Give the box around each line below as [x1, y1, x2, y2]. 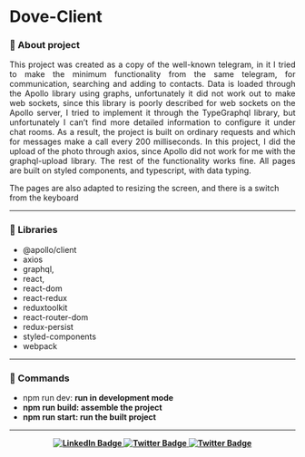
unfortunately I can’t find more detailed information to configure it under [9, 117, 296, 128]
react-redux [22, 292, 68, 303]
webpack [22, 340, 57, 351]
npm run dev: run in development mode [22, 393, 174, 404]
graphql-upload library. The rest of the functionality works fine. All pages [9, 156, 296, 167]
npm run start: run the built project [22, 412, 157, 423]
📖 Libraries [9, 224, 58, 237]
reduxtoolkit [22, 302, 68, 313]
